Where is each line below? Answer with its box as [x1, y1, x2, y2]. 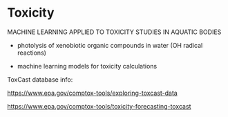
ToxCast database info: [7, 75, 73, 84]
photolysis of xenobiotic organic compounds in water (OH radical [17, 41, 203, 49]
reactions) [17, 48, 47, 57]
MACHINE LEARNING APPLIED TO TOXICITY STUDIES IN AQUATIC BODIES [7, 28, 222, 36]
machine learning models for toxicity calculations [17, 62, 158, 70]
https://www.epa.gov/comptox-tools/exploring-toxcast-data [7, 89, 178, 97]
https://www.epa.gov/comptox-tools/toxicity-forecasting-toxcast [7, 102, 191, 110]
